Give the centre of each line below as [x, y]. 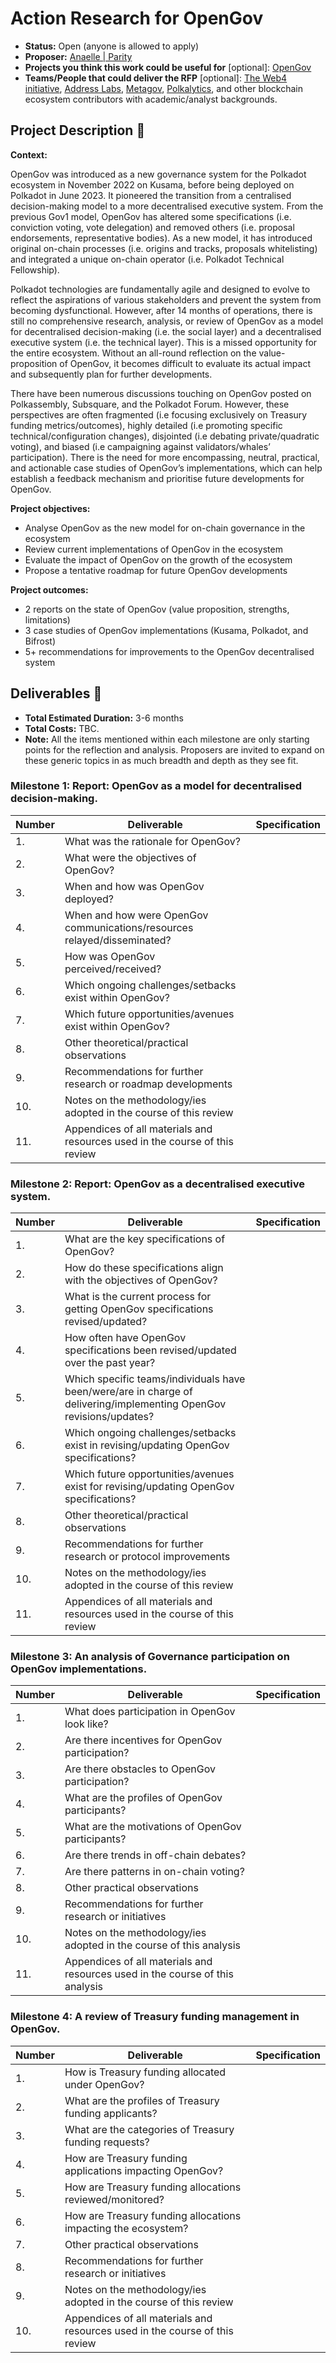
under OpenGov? [104, 2084]
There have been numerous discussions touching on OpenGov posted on [161, 393]
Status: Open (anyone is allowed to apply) [112, 46]
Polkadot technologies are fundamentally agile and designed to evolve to [160, 289]
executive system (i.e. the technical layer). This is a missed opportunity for [164, 342]
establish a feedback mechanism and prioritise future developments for [157, 478]
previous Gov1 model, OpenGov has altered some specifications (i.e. [151, 216]
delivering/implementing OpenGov [145, 1404]
